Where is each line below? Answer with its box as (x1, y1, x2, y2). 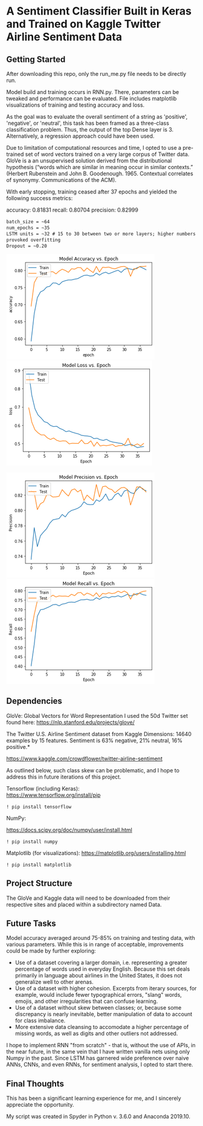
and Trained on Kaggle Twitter (6, 17, 161, 31)
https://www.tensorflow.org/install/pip (6, 791, 101, 799)
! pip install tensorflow (6, 803, 71, 810)
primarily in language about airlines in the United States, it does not (14, 972, 182, 979)
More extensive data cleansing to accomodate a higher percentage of (14, 1024, 189, 1031)
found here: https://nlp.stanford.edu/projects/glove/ (6, 719, 135, 726)
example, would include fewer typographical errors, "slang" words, (14, 991, 182, 999)
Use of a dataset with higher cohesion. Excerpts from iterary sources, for (14, 985, 197, 992)
